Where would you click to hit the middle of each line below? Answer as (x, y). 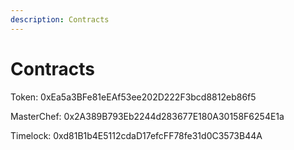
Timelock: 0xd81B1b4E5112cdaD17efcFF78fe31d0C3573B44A (136, 135)
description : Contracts (60, 19)
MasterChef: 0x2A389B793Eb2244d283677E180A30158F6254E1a (147, 116)
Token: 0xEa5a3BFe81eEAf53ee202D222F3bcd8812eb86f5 (133, 97)
